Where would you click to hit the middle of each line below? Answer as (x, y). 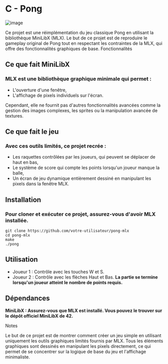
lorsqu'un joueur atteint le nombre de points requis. (67, 282)
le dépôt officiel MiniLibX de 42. (39, 316)
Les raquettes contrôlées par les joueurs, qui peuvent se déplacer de (84, 157)
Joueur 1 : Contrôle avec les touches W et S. (58, 272)
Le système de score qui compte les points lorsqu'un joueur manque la (86, 168)
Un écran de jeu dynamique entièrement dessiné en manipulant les (82, 178)
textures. (14, 116)
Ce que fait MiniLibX (38, 64)
